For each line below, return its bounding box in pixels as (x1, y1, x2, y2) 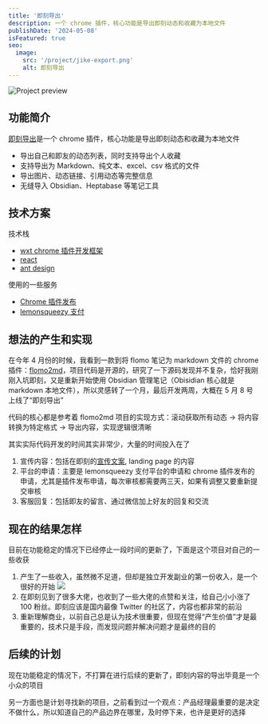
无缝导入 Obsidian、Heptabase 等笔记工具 (19, 181, 160, 190)
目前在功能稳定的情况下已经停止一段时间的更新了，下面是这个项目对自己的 (8, 545, 253, 554)
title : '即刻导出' (8, 11, 65, 20)
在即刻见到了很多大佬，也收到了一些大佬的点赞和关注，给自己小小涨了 (19, 592, 251, 601)
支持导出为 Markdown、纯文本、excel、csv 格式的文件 (19, 161, 200, 170)
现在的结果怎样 (8, 522, 82, 536)
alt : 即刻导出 (22, 64, 65, 72)
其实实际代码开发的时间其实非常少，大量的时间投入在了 (8, 439, 190, 449)
